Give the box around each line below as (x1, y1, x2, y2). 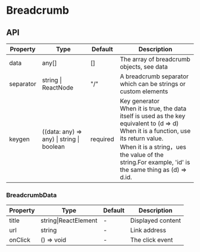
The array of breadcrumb (120, 55, 190, 63)
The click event (130, 236, 173, 244)
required (90, 135, 114, 143)
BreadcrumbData (6, 190, 57, 199)
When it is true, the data (120, 105, 187, 112)
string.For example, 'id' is (120, 158, 190, 166)
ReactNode (42, 84, 74, 91)
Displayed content (130, 216, 182, 225)
